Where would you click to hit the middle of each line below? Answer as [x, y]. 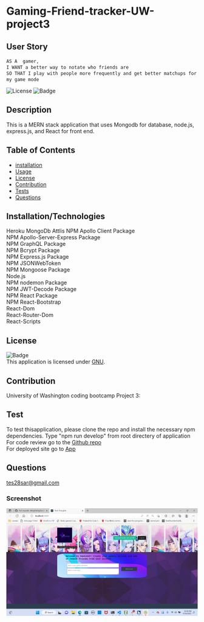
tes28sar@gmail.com [33, 483]
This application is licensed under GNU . [56, 362]
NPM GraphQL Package [36, 244]
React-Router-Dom [30, 315]
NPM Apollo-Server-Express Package [53, 237]
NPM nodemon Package [37, 283]
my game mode [23, 80]
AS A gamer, [23, 61]
